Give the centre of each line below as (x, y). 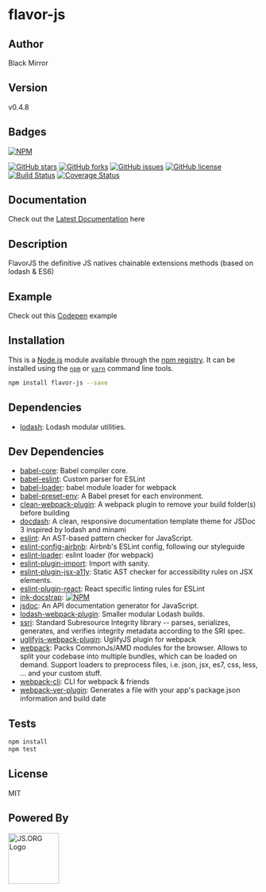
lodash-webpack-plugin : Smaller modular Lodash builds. (112, 614)
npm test (23, 749)
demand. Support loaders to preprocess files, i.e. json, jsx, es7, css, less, (139, 665)
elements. (36, 581)
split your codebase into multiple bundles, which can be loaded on (128, 656)
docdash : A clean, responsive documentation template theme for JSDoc (138, 521)
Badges (27, 132)
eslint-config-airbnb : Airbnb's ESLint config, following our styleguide (132, 546)
